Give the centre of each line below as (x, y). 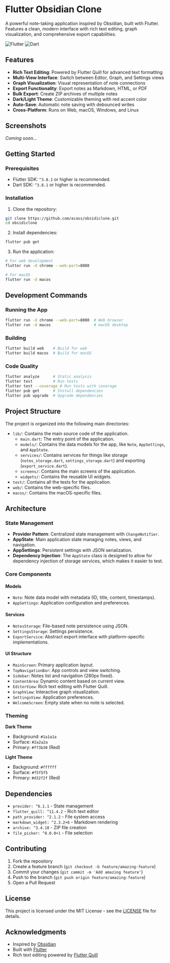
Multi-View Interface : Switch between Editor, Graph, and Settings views (88, 78)
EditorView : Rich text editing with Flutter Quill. (60, 686)
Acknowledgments (36, 932)
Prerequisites (22, 168)
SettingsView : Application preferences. (53, 697)
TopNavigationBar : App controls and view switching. (67, 670)
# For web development (29, 261)
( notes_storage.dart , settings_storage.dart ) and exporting (83, 460)
